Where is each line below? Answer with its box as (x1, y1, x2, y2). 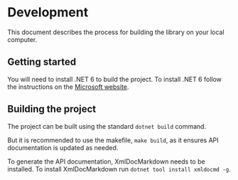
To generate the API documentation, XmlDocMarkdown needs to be (7, 157, 205, 166)
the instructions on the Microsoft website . (7, 83, 129, 91)
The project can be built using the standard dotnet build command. (7, 122, 207, 130)
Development (7, 4, 89, 21)
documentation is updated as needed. (7, 143, 119, 152)
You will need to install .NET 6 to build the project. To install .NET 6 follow (7, 75, 222, 83)
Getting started (7, 56, 77, 68)
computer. (7, 35, 38, 43)
